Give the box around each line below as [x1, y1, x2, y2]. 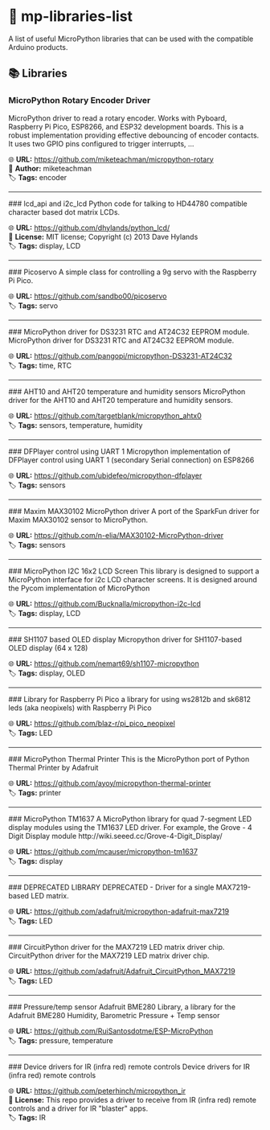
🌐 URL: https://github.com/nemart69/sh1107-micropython [8, 659, 199, 668]
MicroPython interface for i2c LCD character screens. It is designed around [8, 574, 257, 584]
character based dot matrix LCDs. [8, 207, 121, 216]
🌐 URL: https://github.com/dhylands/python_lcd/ [8, 223, 170, 232]
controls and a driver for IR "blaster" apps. [8, 1103, 149, 1113]
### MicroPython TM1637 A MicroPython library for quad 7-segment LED [8, 814, 252, 824]
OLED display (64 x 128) [8, 643, 88, 652]
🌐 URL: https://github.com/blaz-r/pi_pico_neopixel [8, 718, 175, 728]
